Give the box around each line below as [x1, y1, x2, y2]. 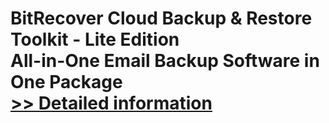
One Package [10, 71, 123, 94]
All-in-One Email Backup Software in [10, 50, 320, 72]
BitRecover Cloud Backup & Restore [10, 7, 313, 30]
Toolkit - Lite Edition [10, 28, 180, 51]
